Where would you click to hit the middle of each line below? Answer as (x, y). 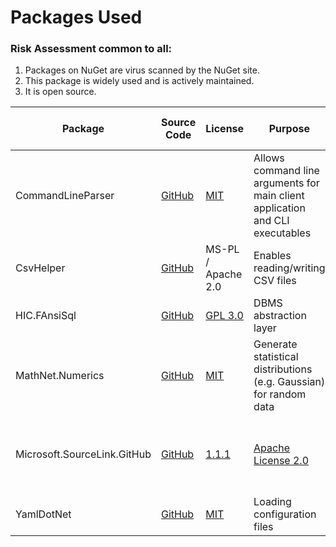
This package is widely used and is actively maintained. (139, 81)
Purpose (289, 129)
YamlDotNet (43, 514)
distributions (283, 369)
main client (279, 196)
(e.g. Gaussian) (289, 382)
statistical (276, 357)
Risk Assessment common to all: (91, 49)
